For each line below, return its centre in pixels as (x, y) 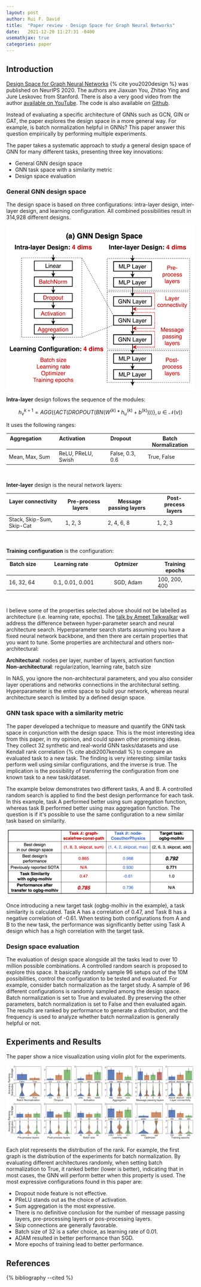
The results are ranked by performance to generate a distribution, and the (97, 1011)
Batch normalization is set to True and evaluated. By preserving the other (96, 998)
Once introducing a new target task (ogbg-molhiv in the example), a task (96, 905)
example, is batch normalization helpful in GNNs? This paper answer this (96, 127)
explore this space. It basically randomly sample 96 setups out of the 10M (97, 972)
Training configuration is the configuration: (60, 551)
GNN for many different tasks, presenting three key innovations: (85, 151)
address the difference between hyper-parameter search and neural (90, 623)
